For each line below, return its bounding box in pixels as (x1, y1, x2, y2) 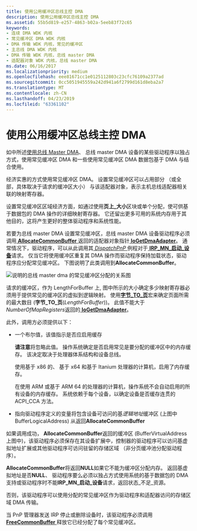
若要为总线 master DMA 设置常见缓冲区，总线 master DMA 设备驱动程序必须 (6, 230, 191, 237)
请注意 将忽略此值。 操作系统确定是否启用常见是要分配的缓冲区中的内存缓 (14, 343, 191, 350)
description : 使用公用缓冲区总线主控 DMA (6, 14, 99, 20)
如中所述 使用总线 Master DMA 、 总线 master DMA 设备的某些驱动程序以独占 (6, 149, 191, 156)
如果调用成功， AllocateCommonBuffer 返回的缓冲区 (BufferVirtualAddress (6, 430, 188, 437)
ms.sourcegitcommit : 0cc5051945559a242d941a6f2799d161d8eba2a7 (6, 80, 164, 86)
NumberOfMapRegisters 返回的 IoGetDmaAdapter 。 (6, 306, 132, 314)
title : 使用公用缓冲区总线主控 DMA (6, 8, 83, 15)
